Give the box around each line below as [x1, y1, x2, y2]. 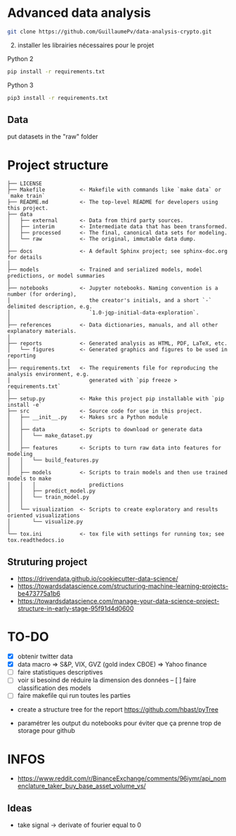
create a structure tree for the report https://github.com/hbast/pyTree [17, 705, 219, 714]
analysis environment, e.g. [7, 371, 90, 378]
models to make [7, 476, 52, 483]
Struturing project [7, 556, 88, 568]
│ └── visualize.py [7, 518, 83, 525]
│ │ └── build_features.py [7, 457, 99, 464]
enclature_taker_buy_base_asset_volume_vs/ [17, 782, 146, 790]
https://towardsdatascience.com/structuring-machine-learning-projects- [17, 582, 229, 591]
